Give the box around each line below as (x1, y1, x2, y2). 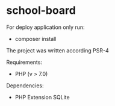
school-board (6, 4, 76, 17)
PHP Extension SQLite (14, 93, 70, 101)
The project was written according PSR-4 (6, 46, 110, 54)
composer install (14, 35, 57, 42)
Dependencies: (6, 82, 44, 89)
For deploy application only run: (6, 23, 85, 31)
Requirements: (6, 58, 42, 66)
